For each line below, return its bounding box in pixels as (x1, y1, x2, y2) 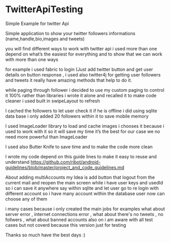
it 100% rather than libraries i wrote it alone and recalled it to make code (5, 92, 157, 98)
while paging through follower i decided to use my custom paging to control (5, 87, 164, 93)
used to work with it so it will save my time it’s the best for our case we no (5, 128, 160, 134)
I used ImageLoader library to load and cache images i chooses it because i (5, 123, 164, 129)
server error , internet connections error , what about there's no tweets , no (5, 211, 163, 217)
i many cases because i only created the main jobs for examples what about (5, 205, 165, 212)
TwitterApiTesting (5, 4, 83, 15)
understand (5, 159, 30, 165)
